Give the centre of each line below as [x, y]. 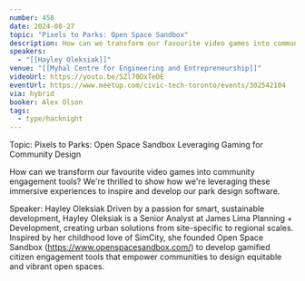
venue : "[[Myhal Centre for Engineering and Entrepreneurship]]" [135, 69]
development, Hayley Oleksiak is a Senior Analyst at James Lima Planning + [151, 218]
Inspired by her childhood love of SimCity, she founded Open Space [137, 237]
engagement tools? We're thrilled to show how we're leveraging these [140, 181]
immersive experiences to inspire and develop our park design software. [145, 191]
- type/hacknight [50, 119]
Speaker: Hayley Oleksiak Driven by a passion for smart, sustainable [137, 208]
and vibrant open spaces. [57, 266]
